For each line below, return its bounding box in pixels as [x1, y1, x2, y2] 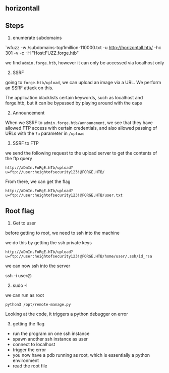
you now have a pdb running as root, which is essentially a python [12, 352, 150, 358]
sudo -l [12, 282, 28, 288]
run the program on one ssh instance [12, 330, 90, 337]
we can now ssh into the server [5, 263, 71, 269]
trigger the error [12, 347, 46, 353]
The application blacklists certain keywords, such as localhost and [5, 95, 143, 101]
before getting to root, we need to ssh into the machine [5, 230, 120, 236]
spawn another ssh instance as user [12, 336, 88, 342]
